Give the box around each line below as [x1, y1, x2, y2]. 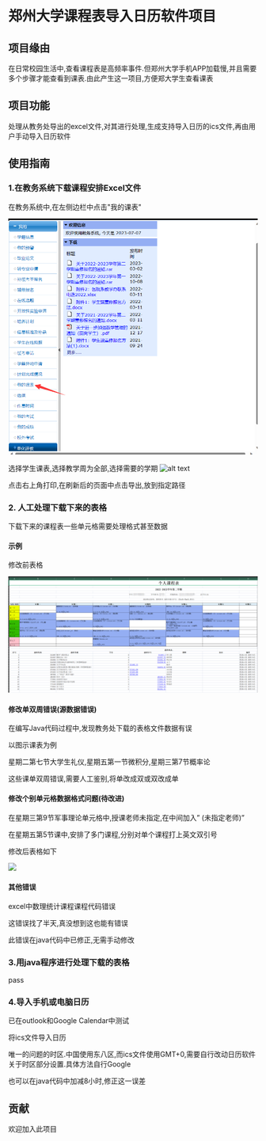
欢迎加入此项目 [8, 1124, 57, 1134]
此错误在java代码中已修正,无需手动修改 [8, 935, 135, 945]
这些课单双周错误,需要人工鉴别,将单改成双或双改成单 [8, 774, 180, 784]
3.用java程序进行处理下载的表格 [8, 957, 130, 968]
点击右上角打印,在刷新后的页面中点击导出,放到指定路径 [8, 480, 186, 489]
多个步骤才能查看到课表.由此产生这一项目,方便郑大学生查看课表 [8, 74, 214, 83]
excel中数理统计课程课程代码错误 [8, 901, 116, 911]
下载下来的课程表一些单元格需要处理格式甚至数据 [8, 522, 168, 531]
